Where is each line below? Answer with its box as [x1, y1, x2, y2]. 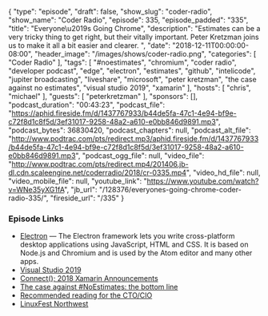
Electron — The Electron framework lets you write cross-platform [19, 231, 235, 241]
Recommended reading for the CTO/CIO [19, 290, 153, 300]
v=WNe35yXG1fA [8, 185, 65, 194]
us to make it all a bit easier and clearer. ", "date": [8, 41, 170, 50]
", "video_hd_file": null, [186, 168, 261, 177]
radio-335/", [8, 193, 49, 203]
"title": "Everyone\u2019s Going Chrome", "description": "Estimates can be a [8, 24, 261, 33]
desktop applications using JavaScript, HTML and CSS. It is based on [19, 239, 250, 250]
